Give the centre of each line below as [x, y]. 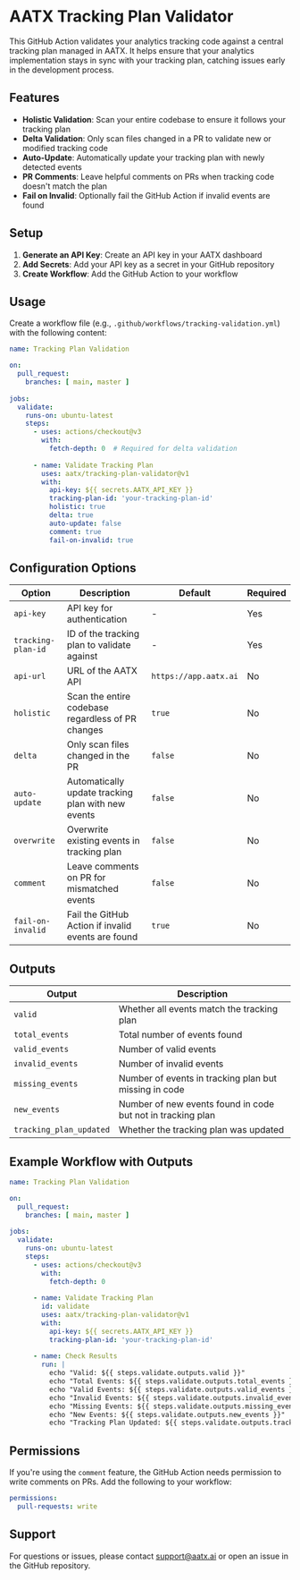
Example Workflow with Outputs [101, 1162]
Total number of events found [180, 1035]
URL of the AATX [102, 671]
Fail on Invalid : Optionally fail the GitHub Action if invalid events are [146, 195]
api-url [30, 676]
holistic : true [77, 507]
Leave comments [103, 867]
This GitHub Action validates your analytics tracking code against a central [146, 41]
